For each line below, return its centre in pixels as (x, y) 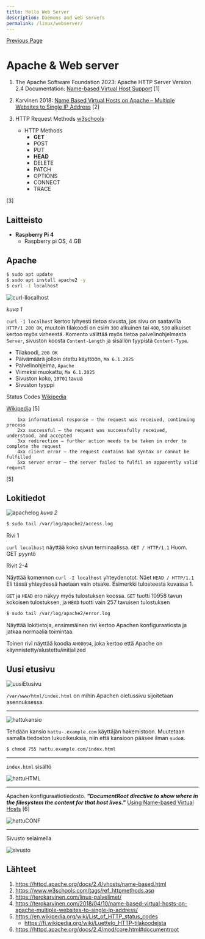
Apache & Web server (63, 65)
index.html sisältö (29, 766)
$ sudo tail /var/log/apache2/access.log (60, 524)
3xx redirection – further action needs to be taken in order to (102, 441)
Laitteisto (25, 220)
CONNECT (47, 182)
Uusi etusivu (31, 669)
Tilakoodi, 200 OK (36, 352)
